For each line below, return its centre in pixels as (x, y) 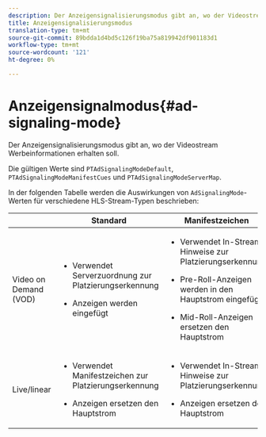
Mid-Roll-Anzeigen (217, 316)
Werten (20, 201)
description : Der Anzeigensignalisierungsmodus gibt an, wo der (116, 15)
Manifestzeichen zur (110, 375)
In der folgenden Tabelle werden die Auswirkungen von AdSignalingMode (126, 192)
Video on (29, 279)
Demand (28, 289)
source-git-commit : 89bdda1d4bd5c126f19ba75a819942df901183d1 (113, 38)
